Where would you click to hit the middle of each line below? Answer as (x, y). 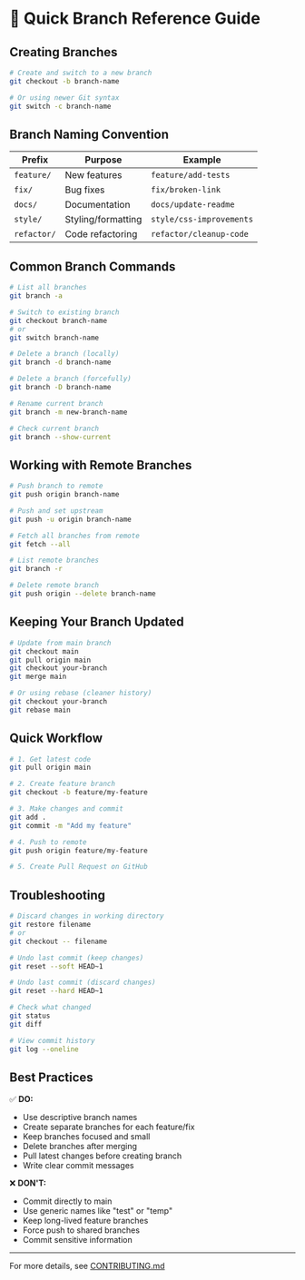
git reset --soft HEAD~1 (56, 966)
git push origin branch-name (64, 495)
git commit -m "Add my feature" (70, 825)
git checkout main (44, 651)
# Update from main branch (60, 643)
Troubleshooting (58, 895)
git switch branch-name (54, 338)
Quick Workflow (56, 738)
